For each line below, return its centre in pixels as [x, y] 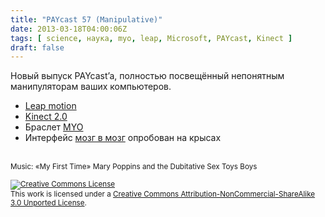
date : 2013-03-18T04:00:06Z [69, 29]
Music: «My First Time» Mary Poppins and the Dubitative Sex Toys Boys [134, 167]
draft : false [37, 47]
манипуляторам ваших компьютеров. [91, 87]
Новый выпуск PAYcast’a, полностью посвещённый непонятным [147, 76]
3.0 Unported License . [48, 203]
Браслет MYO [54, 127]
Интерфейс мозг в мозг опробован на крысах [123, 138]
